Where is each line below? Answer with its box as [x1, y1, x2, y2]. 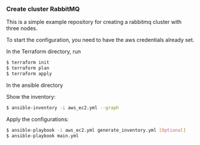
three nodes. [6, 25, 38, 32]
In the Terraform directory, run [6, 48, 81, 55]
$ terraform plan [6, 65, 50, 71]
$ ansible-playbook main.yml [6, 132, 79, 139]
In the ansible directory [6, 81, 63, 89]
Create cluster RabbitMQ [6, 5, 80, 13]
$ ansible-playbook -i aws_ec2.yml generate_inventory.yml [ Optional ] [6, 127, 186, 133]
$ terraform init [6, 59, 50, 66]
